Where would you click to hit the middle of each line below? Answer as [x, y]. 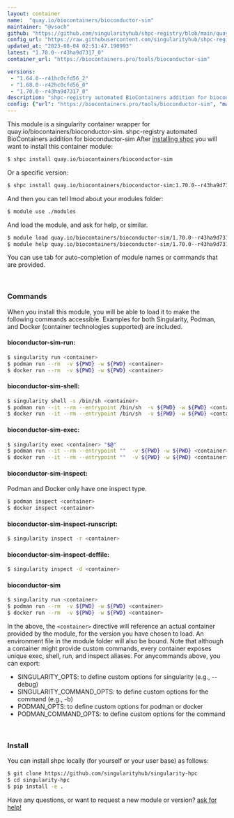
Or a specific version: [38, 173]
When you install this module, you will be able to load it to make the [104, 312]
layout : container [34, 14]
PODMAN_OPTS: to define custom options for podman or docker [110, 707]
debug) [28, 685]
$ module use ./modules [42, 211]
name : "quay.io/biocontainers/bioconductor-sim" [81, 20]
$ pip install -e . [36, 787]
